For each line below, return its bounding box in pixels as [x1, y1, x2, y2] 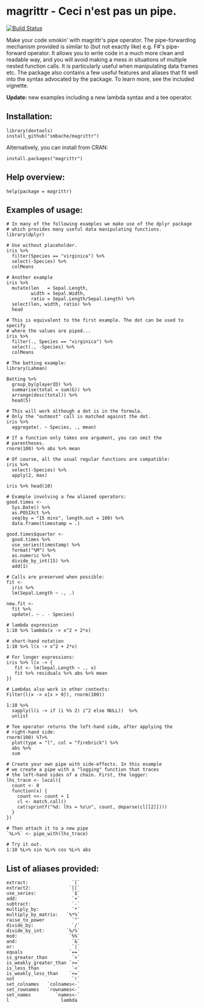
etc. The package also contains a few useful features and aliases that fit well [6, 68, 199, 76]
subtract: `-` [6, 901, 80, 907]
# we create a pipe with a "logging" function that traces [6, 767, 160, 773]
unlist [12, 713, 29, 719]
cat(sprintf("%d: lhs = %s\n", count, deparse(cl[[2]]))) [17, 804, 167, 811]
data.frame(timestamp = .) [12, 521, 80, 527]
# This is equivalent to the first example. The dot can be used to [6, 317, 184, 323]
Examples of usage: [6, 205, 83, 215]
